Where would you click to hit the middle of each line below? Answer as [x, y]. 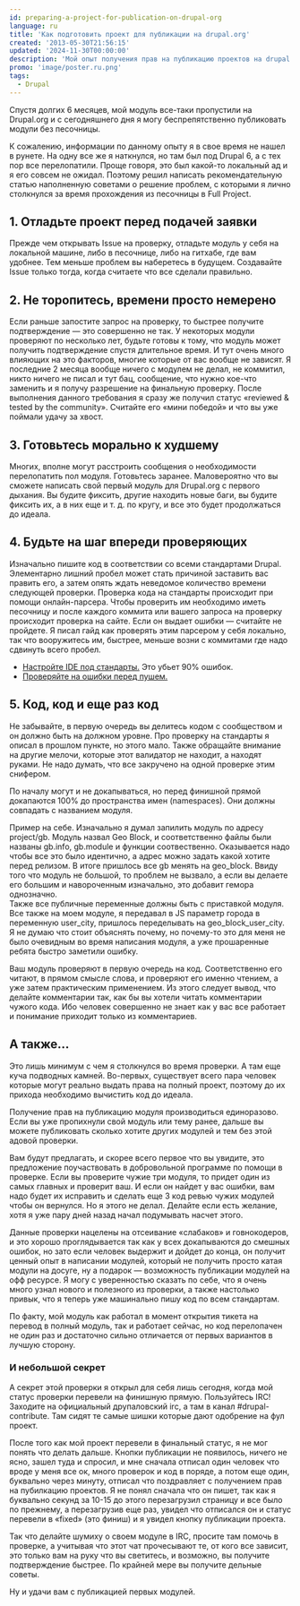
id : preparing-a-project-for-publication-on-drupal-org [116, 17]
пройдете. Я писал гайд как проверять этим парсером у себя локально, [148, 630]
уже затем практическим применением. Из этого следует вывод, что [143, 987]
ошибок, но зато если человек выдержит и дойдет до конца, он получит [148, 1251]
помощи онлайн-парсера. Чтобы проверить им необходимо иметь [138, 602]
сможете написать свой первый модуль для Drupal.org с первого [135, 485]
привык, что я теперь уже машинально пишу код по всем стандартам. [145, 1299]
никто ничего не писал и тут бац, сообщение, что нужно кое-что [133, 379]
